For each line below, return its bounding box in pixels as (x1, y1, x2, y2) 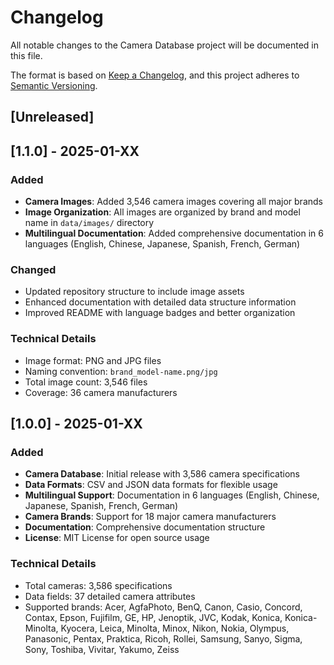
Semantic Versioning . (10, 79, 98, 91)
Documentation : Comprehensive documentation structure (24, 521, 266, 533)
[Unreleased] (10, 109, 95, 126)
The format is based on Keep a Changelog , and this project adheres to (10, 69, 300, 81)
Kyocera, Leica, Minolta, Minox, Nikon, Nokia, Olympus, (60, 622, 290, 634)
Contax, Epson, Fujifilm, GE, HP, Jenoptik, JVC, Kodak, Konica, (24, 611, 283, 623)
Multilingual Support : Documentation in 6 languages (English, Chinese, (24, 489, 320, 501)
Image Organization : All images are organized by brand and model (24, 206, 301, 218)
